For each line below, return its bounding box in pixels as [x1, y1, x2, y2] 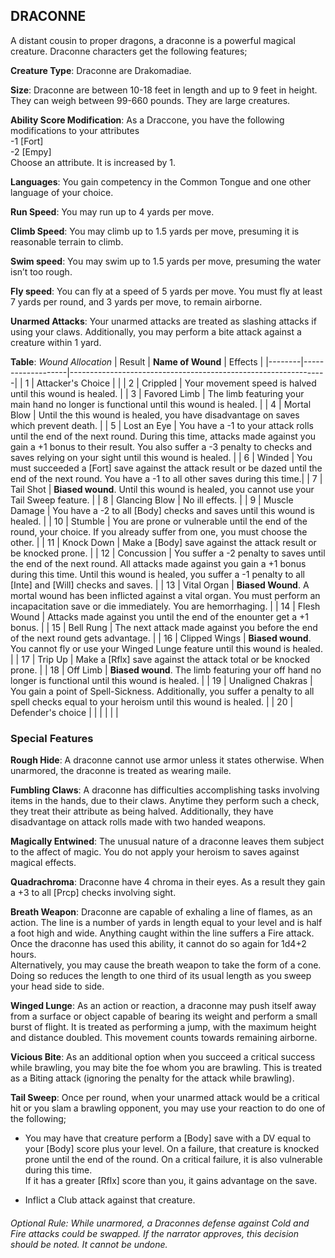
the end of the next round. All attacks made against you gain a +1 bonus [10, 557, 307, 569]
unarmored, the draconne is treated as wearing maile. [10, 765, 232, 777]
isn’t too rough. [10, 265, 73, 278]
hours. [10, 949, 37, 961]
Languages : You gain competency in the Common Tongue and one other [10, 175, 312, 188]
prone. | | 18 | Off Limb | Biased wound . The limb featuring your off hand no [10, 664, 322, 676]
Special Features [10, 731, 94, 745]
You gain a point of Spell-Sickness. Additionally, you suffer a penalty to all [10, 685, 315, 697]
